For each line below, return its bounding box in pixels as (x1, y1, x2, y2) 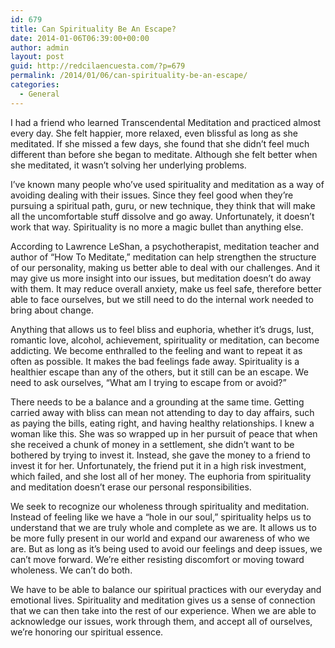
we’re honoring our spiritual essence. (10, 626, 164, 638)
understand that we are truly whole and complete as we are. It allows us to (10, 521, 317, 533)
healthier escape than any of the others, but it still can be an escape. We (10, 366, 309, 378)
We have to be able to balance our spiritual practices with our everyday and (10, 583, 322, 595)
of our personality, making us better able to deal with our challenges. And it (10, 261, 321, 273)
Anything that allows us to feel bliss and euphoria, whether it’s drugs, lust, (10, 323, 315, 335)
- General (19, 89, 60, 99)
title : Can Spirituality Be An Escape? (10, 24, 177, 34)
